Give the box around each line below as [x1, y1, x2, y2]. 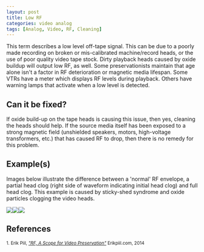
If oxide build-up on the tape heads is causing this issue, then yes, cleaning [6, 115, 196, 123]
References [6, 224, 51, 234]
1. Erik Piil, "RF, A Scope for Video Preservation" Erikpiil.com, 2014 [6, 240, 145, 246]
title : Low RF [6, 15, 43, 21]
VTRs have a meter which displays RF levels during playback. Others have [6, 75, 192, 82]
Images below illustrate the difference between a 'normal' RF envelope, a [6, 175, 190, 182]
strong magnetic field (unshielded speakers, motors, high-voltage [6, 129, 171, 136]
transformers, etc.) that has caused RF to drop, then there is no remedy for [6, 135, 194, 142]
